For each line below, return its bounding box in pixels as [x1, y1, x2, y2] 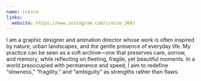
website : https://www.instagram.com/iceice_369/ [11, 20, 136, 26]
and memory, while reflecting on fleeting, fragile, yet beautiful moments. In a [6, 55, 195, 63]
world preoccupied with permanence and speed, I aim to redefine [6, 62, 169, 69]
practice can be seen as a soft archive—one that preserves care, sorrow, [6, 49, 186, 56]
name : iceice [6, 8, 39, 15]
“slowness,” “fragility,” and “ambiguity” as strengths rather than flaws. [6, 68, 179, 76]
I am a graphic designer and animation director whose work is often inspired [6, 37, 195, 44]
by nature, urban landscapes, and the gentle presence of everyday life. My [6, 43, 191, 50]
